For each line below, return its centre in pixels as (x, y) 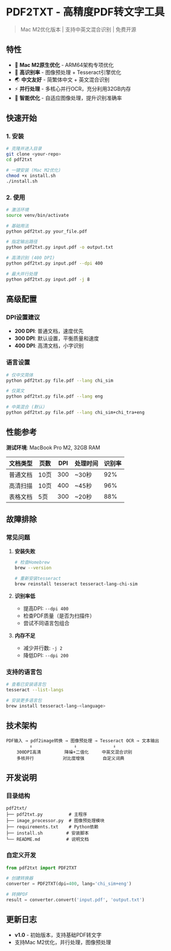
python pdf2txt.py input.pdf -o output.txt (60, 247)
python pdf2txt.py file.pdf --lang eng (55, 396)
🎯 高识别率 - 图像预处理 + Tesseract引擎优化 (68, 72)
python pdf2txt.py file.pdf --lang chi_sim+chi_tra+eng (75, 413)
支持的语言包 (24, 672)
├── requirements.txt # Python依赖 (52, 827)
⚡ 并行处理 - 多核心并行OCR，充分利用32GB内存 (73, 89)
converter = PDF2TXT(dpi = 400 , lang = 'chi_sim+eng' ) (69, 884)
